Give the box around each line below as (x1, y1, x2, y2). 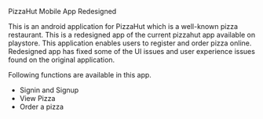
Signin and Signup (19, 85, 79, 95)
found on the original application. (8, 55, 115, 64)
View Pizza (19, 94, 56, 103)
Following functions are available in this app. (8, 70, 152, 79)
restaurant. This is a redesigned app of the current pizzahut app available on (8, 31, 256, 39)
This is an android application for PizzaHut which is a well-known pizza (8, 22, 238, 31)
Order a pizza (19, 102, 64, 111)
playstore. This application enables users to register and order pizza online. (8, 38, 252, 48)
